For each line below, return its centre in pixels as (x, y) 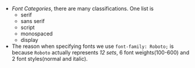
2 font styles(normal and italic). (50, 59)
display (29, 40)
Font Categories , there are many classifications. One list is (82, 9)
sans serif (32, 21)
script (27, 27)
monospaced (37, 34)
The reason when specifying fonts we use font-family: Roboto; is (93, 46)
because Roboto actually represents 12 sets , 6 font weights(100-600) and (100, 52)
